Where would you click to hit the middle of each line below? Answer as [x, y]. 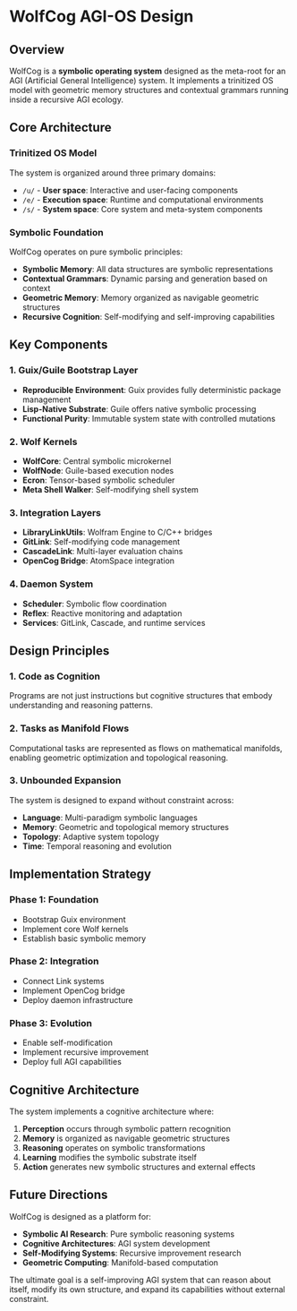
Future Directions [59, 1195]
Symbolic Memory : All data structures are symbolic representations [148, 269]
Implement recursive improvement [85, 1052]
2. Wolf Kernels [43, 441]
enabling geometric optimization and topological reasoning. [119, 758]
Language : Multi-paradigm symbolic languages [110, 818]
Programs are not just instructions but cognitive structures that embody [141, 696]
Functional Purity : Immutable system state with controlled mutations [148, 418]
